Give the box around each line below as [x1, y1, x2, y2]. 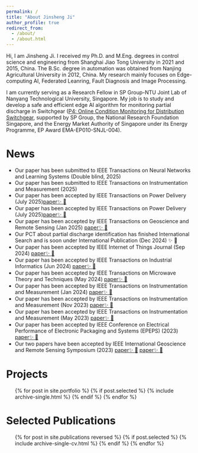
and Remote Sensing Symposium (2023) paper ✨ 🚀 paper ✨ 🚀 [14, 346, 164, 353]
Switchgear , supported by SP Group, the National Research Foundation [6, 114, 179, 121]
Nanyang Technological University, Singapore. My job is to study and [6, 95, 174, 102]
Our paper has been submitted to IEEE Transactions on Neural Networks [14, 167, 191, 174]
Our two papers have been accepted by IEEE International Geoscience [14, 340, 186, 347]
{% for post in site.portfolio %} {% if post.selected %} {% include [14, 387, 174, 394]
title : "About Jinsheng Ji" [6, 14, 76, 20]
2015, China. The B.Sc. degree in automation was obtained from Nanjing [6, 65, 182, 71]
